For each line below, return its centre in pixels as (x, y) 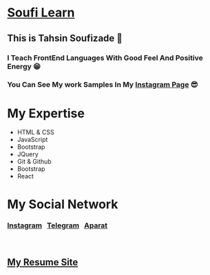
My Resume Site (43, 262)
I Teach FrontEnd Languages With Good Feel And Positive (105, 58)
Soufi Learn (41, 13)
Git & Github (34, 162)
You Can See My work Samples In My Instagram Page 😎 (103, 85)
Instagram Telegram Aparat (57, 225)
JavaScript (32, 140)
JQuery (28, 154)
